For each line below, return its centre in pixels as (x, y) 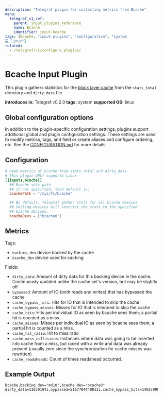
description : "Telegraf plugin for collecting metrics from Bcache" (76, 9)
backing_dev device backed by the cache (53, 252)
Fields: (12, 267)
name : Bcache (27, 28)
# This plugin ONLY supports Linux (41, 175)
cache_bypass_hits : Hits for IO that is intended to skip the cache (76, 302)
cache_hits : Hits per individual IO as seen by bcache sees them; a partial (85, 312)
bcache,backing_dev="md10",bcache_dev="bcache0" (55, 385)
